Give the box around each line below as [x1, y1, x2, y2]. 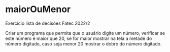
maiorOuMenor [5, 4, 71, 15]
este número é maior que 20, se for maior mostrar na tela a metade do [5, 35, 152, 41]
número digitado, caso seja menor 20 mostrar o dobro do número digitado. [5, 40, 162, 46]
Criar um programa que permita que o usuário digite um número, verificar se [5, 30, 165, 36]
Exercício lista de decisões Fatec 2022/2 [5, 20, 90, 26]
